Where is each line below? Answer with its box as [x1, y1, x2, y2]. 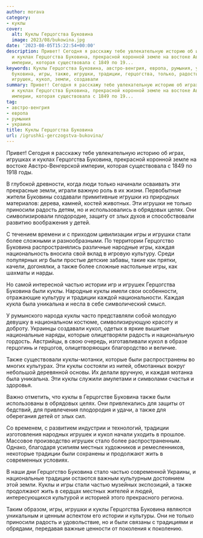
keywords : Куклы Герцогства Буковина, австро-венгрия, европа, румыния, [6, 65, 193, 71]
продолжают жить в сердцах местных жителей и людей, [6, 487, 154, 494]
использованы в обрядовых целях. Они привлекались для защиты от [6, 399, 185, 407]
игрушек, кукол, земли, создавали [11, 76, 98, 82]
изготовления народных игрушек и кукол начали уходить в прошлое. [6, 430, 186, 438]
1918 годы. [6, 168, 33, 176]
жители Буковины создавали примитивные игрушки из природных [6, 193, 179, 200]
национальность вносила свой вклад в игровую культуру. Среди [6, 249, 175, 257]
